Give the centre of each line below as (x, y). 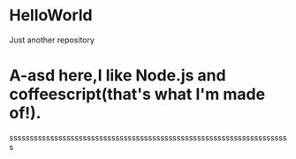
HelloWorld (51, 15)
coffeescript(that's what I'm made (137, 95)
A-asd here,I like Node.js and (118, 76)
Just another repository (52, 40)
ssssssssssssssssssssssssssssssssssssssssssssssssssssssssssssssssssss (148, 137)
